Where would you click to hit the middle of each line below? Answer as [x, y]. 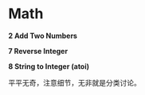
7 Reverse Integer [38, 51]
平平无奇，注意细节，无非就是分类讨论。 [74, 82]
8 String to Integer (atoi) [49, 66]
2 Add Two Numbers [43, 36]
